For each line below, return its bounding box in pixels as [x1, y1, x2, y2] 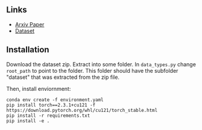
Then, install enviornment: [6, 85, 71, 92]
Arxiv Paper [14, 20, 45, 28]
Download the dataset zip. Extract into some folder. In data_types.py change [6, 60, 196, 68]
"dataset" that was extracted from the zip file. [6, 73, 119, 81]
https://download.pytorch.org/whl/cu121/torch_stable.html [6, 107, 158, 113]
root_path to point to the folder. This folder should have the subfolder [6, 67, 178, 74]
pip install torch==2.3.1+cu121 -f [6, 102, 96, 108]
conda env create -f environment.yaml [6, 96, 104, 103]
